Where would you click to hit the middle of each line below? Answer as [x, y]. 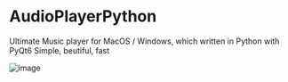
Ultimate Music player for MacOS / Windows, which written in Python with [144, 41]
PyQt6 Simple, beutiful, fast [60, 50]
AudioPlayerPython [83, 16]
